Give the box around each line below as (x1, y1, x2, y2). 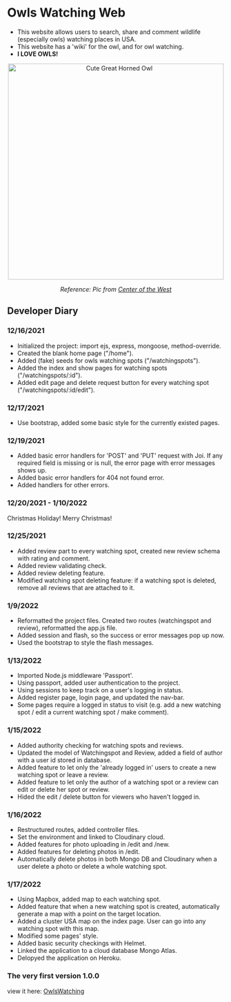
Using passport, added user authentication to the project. (17, 679, 181, 687)
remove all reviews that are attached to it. (17, 583, 135, 592)
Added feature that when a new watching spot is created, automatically (17, 902, 220, 911)
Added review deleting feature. (17, 569, 106, 577)
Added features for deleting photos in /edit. (17, 848, 140, 856)
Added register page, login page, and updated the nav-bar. (17, 693, 185, 702)
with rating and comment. (17, 554, 90, 563)
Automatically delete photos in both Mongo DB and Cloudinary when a (17, 855, 217, 863)
